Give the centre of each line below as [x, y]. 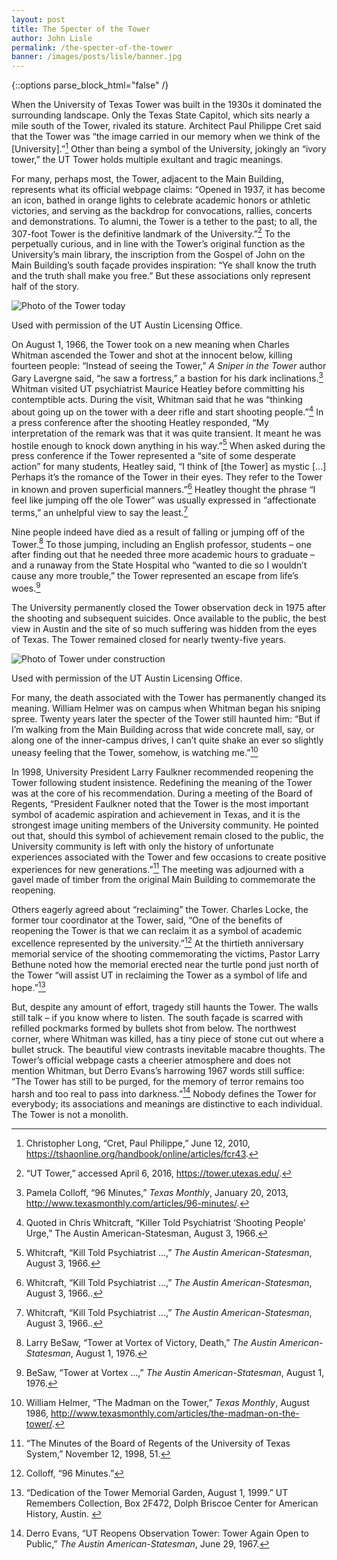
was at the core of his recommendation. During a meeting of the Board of [162, 793]
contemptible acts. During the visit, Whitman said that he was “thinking [157, 400]
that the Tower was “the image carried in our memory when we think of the [166, 137]
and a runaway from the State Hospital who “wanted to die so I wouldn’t [159, 565]
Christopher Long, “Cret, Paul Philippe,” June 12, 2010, [138, 1143]
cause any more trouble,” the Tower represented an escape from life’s [155, 576]
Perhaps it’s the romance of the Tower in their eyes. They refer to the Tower [167, 477]
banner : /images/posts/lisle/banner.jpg [97, 57]
